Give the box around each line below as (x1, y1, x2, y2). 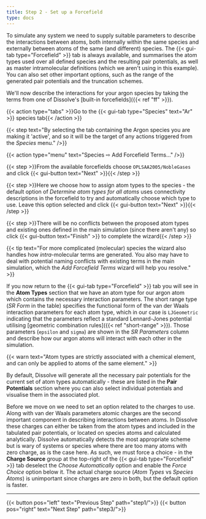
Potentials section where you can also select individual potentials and (6, 384, 183, 392)
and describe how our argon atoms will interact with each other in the (6, 334, 182, 341)
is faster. (6, 481, 28, 488)
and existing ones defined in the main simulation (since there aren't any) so (6, 225, 196, 233)
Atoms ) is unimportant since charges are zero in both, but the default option (6, 474, 198, 482)
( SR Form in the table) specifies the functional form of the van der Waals (6, 302, 189, 309)
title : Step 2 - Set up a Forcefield (6, 9, 103, 15)
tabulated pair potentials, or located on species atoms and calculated (6, 429, 181, 436)
